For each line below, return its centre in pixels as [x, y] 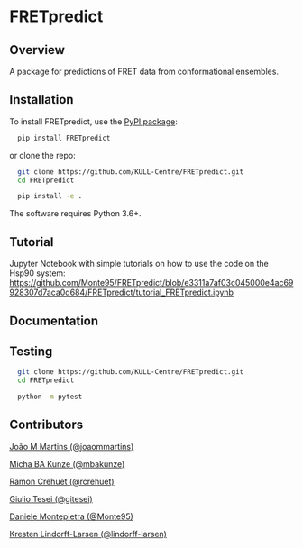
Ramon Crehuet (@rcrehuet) [62, 481]
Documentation [54, 320]
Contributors [46, 425]
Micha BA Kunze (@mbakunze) [67, 464]
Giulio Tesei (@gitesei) [51, 498]
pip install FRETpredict [64, 138]
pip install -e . [50, 196]
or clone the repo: [42, 155]
